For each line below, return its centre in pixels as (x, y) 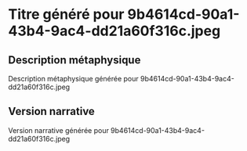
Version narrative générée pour (59, 130)
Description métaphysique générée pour (73, 79)
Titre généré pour (66, 14)
